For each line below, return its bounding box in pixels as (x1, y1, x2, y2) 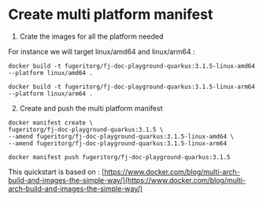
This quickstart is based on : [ (8, 167, 105, 177)
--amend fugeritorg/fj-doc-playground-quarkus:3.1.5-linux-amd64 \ (8, 132, 235, 140)
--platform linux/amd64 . (8, 69, 93, 76)
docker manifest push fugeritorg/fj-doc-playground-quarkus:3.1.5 (8, 153, 231, 161)
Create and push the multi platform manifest (19, 103, 163, 113)
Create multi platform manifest (8, 6, 213, 24)
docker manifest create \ (8, 118, 93, 127)
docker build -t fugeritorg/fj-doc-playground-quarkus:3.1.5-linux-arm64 (8, 83, 256, 91)
